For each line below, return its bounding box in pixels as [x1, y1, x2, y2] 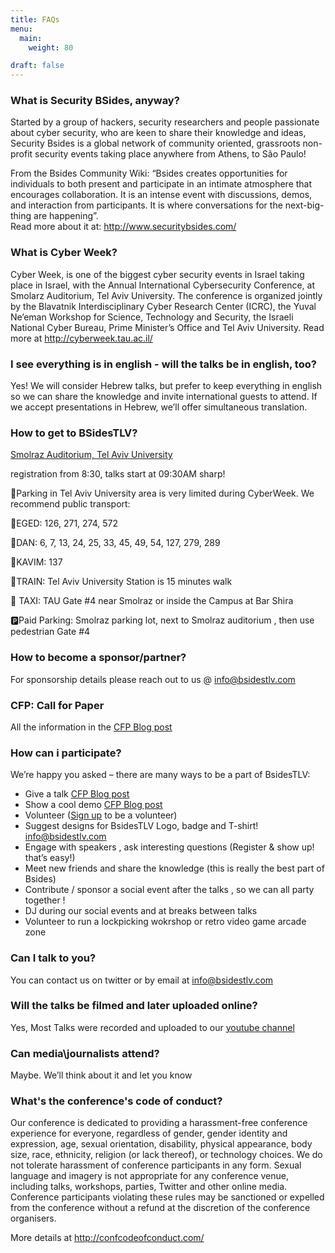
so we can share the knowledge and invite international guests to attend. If [10, 391, 318, 403]
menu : [10, 24, 33, 34]
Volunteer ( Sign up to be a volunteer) [24, 809, 178, 821]
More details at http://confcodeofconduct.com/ [10, 1232, 205, 1244]
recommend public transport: [10, 498, 131, 510]
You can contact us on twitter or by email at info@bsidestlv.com [10, 974, 274, 986]
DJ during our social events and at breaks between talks [24, 905, 258, 917]
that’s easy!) [24, 852, 76, 864]
